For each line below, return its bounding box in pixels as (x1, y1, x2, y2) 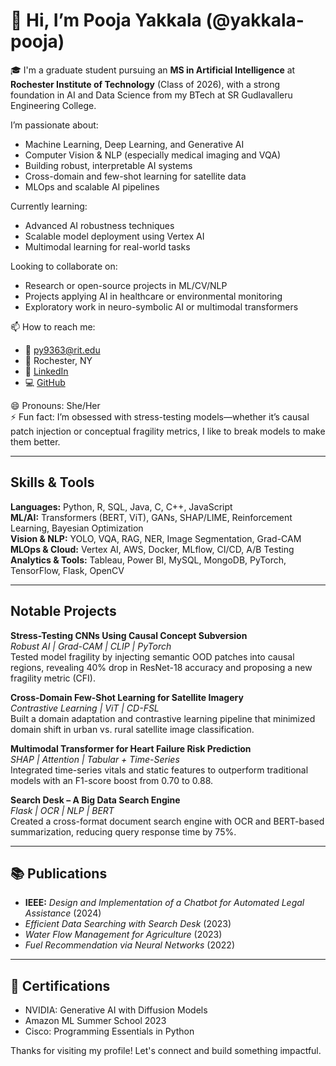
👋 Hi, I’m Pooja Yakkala (10, 9, 202, 32)
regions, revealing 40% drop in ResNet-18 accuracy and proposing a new (10, 661, 313, 673)
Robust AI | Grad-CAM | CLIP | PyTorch (10, 640, 172, 652)
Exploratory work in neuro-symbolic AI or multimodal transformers (24, 300, 299, 313)
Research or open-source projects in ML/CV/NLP (24, 279, 228, 291)
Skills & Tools (10, 474, 95, 491)
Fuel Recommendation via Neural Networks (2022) (24, 939, 236, 951)
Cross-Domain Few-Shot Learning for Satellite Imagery (10, 691, 244, 703)
